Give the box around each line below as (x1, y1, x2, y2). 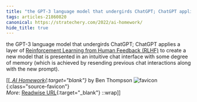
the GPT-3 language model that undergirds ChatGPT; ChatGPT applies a (6, 41, 181, 48)
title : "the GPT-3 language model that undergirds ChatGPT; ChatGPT (6, 8, 177, 15)
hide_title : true (6, 24, 49, 31)
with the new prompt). (6, 65, 60, 73)
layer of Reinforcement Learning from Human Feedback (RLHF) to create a (6, 47, 186, 54)
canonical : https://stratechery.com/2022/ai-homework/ (6, 19, 143, 25)
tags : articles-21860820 (6, 14, 67, 20)
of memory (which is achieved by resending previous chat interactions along (6, 59, 191, 66)
